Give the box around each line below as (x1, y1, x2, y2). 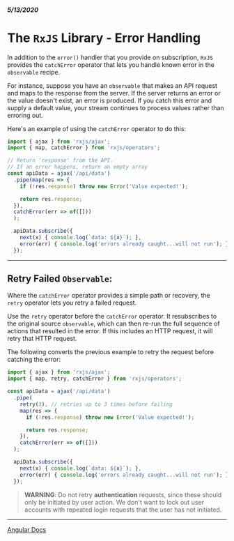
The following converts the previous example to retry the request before (7, 348, 214, 356)
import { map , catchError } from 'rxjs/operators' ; (7, 144, 160, 151)
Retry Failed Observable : (7, 273, 113, 285)
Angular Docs (7, 525, 47, 533)
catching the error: (7, 356, 61, 364)
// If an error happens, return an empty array (7, 164, 148, 171)
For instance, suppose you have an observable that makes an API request (7, 81, 218, 90)
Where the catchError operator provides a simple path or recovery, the (7, 291, 210, 300)
